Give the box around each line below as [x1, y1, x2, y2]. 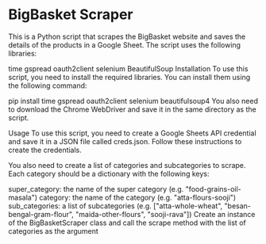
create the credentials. [8, 145, 82, 154]
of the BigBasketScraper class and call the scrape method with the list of [8, 218, 246, 227]
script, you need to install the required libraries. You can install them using [8, 72, 251, 82]
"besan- [224, 200, 252, 211]
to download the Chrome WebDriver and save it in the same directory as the [8, 105, 256, 114]
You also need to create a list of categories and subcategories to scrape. [8, 160, 246, 170]
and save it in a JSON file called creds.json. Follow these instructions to [8, 136, 242, 146]
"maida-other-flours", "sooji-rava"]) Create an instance [75, 209, 256, 219]
